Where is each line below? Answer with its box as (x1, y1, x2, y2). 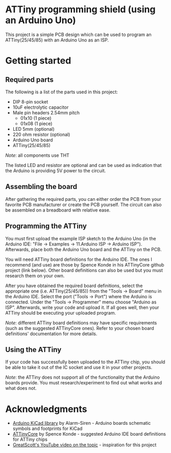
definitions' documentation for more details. (5, 331, 97, 337)
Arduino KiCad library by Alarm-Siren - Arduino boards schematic (12, 420, 151, 426)
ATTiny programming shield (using (5, 4, 156, 15)
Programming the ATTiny (5, 222, 87, 231)
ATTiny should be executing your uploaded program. (5, 310, 116, 316)
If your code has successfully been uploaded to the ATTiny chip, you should (5, 359, 165, 365)
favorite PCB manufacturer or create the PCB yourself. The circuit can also (5, 201, 162, 208)
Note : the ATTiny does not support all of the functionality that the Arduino (5, 374, 160, 380)
